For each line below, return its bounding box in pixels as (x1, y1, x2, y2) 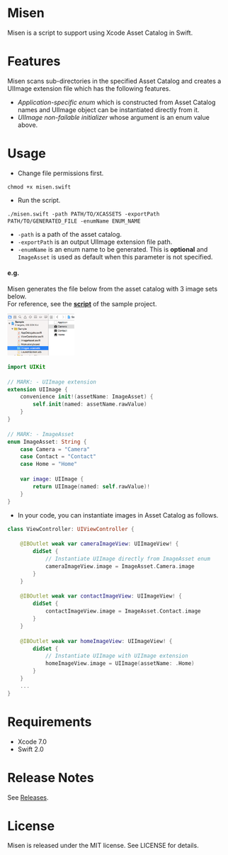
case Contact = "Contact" (20, 453, 97, 460)
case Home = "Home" (20, 461, 78, 468)
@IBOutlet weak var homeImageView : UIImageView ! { (20, 637, 173, 644)
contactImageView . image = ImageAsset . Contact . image (45, 608, 201, 615)
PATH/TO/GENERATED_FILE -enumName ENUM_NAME (7, 218, 141, 225)
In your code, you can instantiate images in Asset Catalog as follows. (17, 510, 219, 519)
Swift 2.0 (17, 744, 44, 753)
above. (17, 121, 38, 129)
